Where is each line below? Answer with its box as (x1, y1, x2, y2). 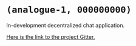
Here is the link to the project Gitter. (6, 33, 95, 40)
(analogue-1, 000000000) (6, 4, 132, 16)
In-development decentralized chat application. (6, 22, 125, 29)
